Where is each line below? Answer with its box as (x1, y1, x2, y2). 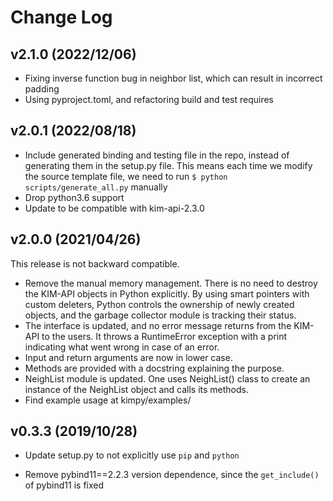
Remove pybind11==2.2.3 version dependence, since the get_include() (24, 469, 320, 481)
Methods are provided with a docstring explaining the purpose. (24, 362, 285, 374)
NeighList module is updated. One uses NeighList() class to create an (24, 372, 311, 385)
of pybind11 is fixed (24, 479, 105, 491)
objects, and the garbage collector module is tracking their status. (24, 309, 297, 321)
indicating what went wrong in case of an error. (24, 341, 220, 353)
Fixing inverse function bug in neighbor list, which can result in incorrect (24, 72, 323, 84)
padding (24, 83, 60, 95)
